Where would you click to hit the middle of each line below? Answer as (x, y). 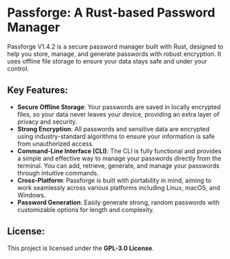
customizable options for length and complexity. (86, 209)
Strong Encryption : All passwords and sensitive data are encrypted (113, 128)
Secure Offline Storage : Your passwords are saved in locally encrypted (119, 107)
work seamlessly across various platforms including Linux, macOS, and (118, 187)
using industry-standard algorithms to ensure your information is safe (116, 136)
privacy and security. (47, 122)
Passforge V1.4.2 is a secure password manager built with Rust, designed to (115, 46)
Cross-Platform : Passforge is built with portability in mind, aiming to (114, 180)
